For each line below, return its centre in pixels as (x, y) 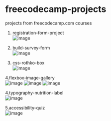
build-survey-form (31, 47)
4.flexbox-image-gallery (30, 77)
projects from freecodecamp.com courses (49, 23)
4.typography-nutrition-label (34, 92)
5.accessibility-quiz (25, 107)
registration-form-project (38, 32)
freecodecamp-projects (56, 9)
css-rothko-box (28, 62)
